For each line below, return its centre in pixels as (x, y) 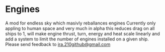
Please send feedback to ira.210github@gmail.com (58, 44)
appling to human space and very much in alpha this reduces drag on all (80, 28)
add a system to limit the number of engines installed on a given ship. (77, 39)
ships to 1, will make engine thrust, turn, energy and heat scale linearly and (82, 33)
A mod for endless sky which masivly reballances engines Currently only (80, 23)
